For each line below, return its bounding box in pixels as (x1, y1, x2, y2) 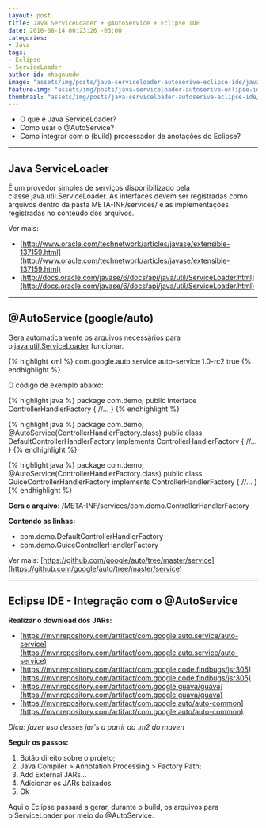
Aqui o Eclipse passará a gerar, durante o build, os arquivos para (8, 802, 219, 811)
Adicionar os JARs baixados (19, 778, 112, 788)
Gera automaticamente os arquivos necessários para (8, 333, 180, 342)
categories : (8, 33, 47, 42)
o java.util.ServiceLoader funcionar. (8, 341, 124, 350)
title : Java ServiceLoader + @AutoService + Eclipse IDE (8, 19, 200, 27)
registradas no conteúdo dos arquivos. (8, 208, 135, 218)
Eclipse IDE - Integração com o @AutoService (8, 595, 238, 608)
